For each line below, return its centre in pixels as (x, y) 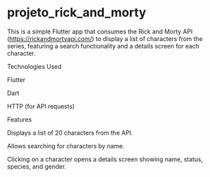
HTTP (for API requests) (41, 106)
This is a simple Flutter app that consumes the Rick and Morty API (100, 31)
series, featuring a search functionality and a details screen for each (103, 46)
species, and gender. (37, 166)
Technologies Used (34, 66)
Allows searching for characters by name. (66, 146)
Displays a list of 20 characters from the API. (70, 133)
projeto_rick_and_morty (77, 13)
